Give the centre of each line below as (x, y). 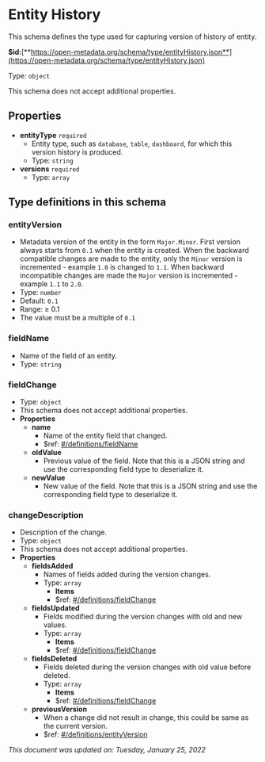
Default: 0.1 (39, 301)
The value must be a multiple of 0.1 (78, 318)
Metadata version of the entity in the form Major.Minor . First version (130, 242)
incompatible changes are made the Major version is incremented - (129, 276)
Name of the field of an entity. (68, 355)
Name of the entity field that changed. (105, 436)
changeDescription (46, 515)
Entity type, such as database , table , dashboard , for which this (132, 144)
